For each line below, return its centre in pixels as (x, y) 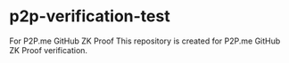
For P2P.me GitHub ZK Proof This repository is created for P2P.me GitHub (145, 41)
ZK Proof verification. (48, 50)
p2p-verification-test (90, 16)
